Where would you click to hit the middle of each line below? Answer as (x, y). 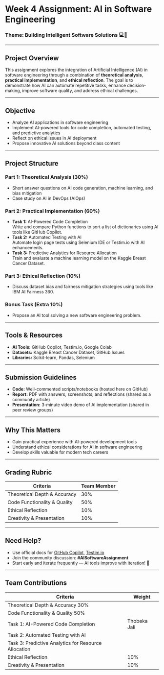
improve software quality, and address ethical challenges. (80, 91)
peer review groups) (32, 410)
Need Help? (23, 541)
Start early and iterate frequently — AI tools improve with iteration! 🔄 (81, 563)
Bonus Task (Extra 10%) (34, 305)
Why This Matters (33, 430)
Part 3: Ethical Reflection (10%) (43, 276)
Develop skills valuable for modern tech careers (60, 452)
